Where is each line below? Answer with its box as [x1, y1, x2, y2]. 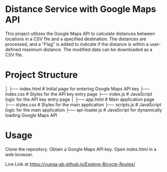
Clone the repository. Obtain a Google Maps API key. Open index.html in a [5, 146, 157, 152]
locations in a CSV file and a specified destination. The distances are [5, 36, 147, 42]
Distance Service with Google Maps [5, 3, 156, 15]
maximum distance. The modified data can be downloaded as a [22, 46, 153, 52]
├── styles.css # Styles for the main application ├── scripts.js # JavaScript [5, 101, 162, 108]
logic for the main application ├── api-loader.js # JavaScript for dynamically [5, 107, 163, 113]
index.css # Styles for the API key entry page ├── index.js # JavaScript [5, 91, 153, 97]
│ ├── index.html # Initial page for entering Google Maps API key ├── [5, 86, 150, 92]
